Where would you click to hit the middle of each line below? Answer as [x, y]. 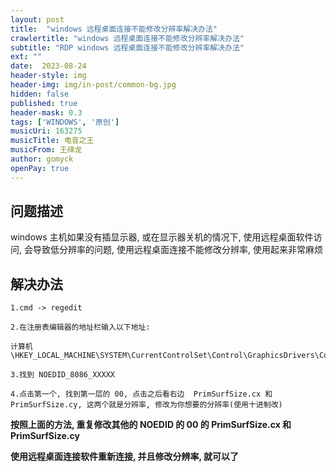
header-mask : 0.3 [46, 112]
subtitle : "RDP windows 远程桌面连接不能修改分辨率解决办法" [127, 47]
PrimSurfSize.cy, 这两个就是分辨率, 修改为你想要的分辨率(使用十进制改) [146, 405]
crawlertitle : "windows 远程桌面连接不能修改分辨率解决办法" [127, 38]
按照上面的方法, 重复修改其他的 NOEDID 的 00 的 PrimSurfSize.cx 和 [151, 425]
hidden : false [40, 94]
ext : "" [26, 57]
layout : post [37, 19]
